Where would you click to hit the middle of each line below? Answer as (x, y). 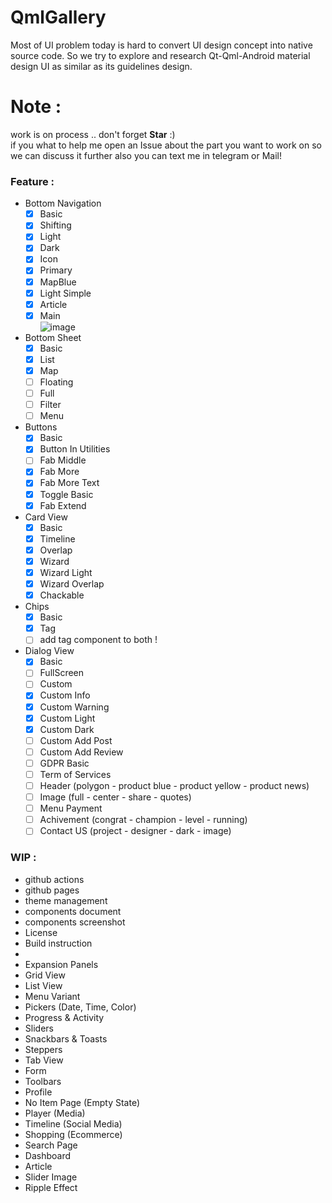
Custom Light (67, 718)
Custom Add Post (76, 740)
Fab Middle (63, 460)
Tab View (44, 1060)
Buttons (41, 427)
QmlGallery (58, 17)
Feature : (32, 181)
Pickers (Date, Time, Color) (80, 1007)
